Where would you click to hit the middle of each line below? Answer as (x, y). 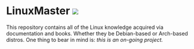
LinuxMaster (38, 11)
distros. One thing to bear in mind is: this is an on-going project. (84, 40)
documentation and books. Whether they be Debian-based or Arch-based (97, 33)
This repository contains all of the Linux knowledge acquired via (85, 27)
